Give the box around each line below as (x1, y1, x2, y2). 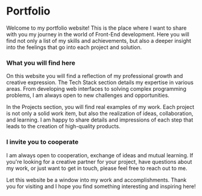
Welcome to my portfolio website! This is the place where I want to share (6, 24, 187, 31)
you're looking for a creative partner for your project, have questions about (6, 158, 192, 165)
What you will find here (6, 59, 75, 67)
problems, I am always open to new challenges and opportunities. (6, 92, 170, 99)
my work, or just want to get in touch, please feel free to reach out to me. (6, 165, 188, 172)
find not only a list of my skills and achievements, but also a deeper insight (6, 37, 192, 44)
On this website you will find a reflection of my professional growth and (6, 73, 183, 80)
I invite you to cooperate (6, 138, 79, 146)
